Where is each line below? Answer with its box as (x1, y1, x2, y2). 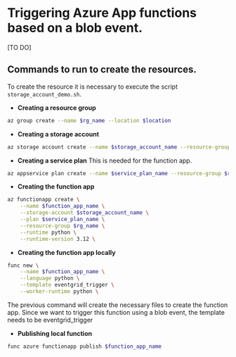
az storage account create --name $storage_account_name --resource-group (7, 143, 231, 151)
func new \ (7, 262, 39, 269)
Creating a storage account (17, 130, 100, 138)
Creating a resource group (17, 104, 96, 112)
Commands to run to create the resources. (7, 63, 197, 75)
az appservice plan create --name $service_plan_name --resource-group (7, 170, 221, 177)
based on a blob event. (7, 20, 143, 36)
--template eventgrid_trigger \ (20, 282, 114, 289)
